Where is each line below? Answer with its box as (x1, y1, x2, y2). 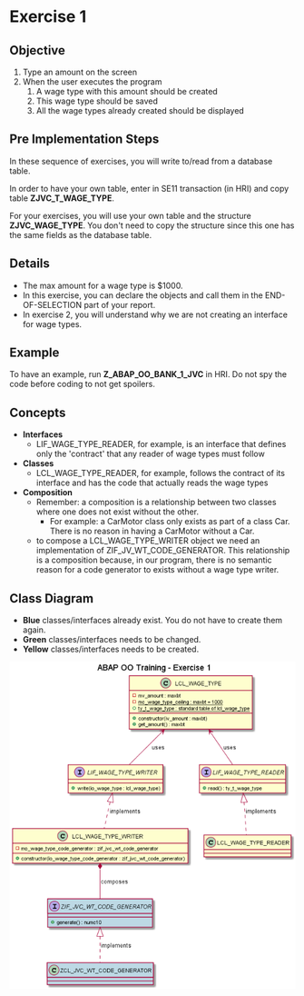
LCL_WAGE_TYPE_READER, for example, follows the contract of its (35, 468, 286, 479)
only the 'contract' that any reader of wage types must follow (35, 448, 265, 460)
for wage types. (22, 318, 83, 329)
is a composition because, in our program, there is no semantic (35, 554, 272, 565)
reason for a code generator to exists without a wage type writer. (35, 564, 279, 575)
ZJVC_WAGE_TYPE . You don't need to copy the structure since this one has (9, 220, 295, 231)
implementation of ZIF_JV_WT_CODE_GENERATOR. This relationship (35, 545, 290, 556)
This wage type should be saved (35, 95, 159, 106)
